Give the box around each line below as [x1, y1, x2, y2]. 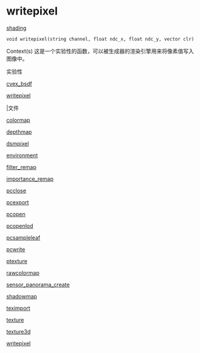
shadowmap [6, 292, 38, 300]
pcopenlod [6, 222, 33, 229]
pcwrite [6, 246, 26, 253]
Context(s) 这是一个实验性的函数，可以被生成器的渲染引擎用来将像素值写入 [6, 47, 195, 55]
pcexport [6, 198, 29, 206]
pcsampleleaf [6, 234, 41, 241]
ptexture [6, 257, 27, 264]
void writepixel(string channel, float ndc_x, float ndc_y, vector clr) [6, 36, 195, 42]
